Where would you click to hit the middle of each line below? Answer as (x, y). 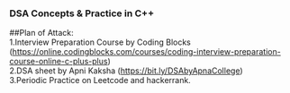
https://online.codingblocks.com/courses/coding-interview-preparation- (146, 52)
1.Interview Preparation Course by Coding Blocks (100, 42)
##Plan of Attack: (41, 33)
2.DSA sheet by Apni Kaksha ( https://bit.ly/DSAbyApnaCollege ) (126, 71)
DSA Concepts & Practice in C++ (82, 13)
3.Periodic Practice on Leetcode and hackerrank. (100, 80)
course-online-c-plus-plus (59, 62)
